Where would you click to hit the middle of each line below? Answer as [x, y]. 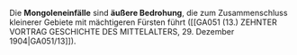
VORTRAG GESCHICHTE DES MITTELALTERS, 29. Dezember [122, 31]
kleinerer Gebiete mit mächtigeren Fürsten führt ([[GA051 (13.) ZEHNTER [143, 22]
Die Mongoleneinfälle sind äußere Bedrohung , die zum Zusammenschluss [148, 13]
